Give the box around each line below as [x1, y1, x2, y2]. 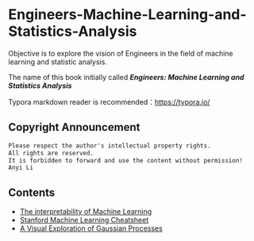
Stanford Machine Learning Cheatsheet [19, 216, 149, 225]
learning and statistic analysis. [8, 57, 107, 67]
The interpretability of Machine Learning [19, 207, 152, 216]
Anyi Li [8, 164, 34, 172]
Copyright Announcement [8, 120, 140, 134]
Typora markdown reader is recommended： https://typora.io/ [8, 97, 210, 106]
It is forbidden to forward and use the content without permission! [8, 156, 244, 164]
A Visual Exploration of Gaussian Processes [19, 224, 163, 233]
